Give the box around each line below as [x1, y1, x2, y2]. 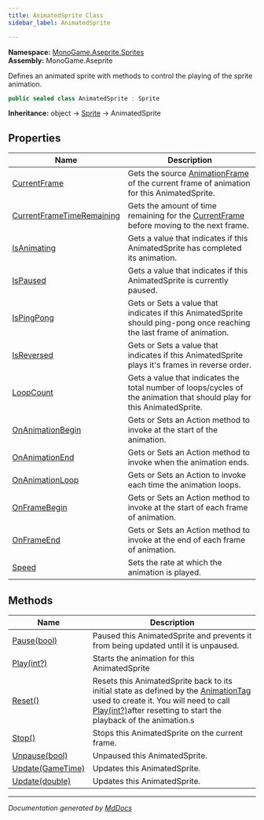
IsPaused [12, 275, 46, 286]
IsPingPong [12, 312, 55, 323]
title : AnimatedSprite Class [8, 11, 104, 20]
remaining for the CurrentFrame [127, 210, 245, 221]
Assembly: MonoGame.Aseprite [8, 56, 113, 65]
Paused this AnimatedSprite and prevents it [92, 631, 252, 641]
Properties [8, 131, 61, 145]
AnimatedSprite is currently [127, 275, 229, 286]
